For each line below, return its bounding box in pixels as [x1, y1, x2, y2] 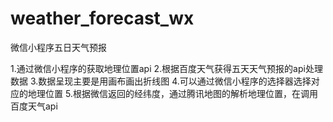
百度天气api [10, 100, 58, 112]
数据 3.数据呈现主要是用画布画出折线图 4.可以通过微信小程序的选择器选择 [10, 75, 312, 87]
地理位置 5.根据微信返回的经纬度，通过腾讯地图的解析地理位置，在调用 [27, 87, 318, 99]
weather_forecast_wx [10, 7, 195, 30]
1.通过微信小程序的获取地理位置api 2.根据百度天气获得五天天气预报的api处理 [10, 62, 323, 74]
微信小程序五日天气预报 [10, 41, 107, 53]
